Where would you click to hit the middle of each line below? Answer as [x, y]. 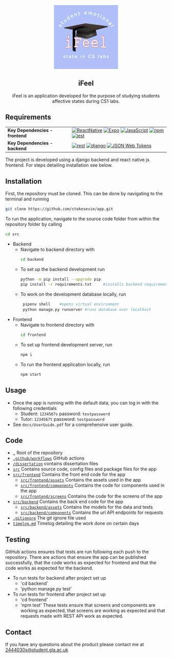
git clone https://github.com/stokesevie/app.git [59, 209]
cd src [12, 234]
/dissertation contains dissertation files [55, 464]
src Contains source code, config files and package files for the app [85, 469]
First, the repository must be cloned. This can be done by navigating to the [84, 193]
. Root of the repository [38, 453]
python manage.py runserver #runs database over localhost [87, 310]
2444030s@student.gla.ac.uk [37, 650]
